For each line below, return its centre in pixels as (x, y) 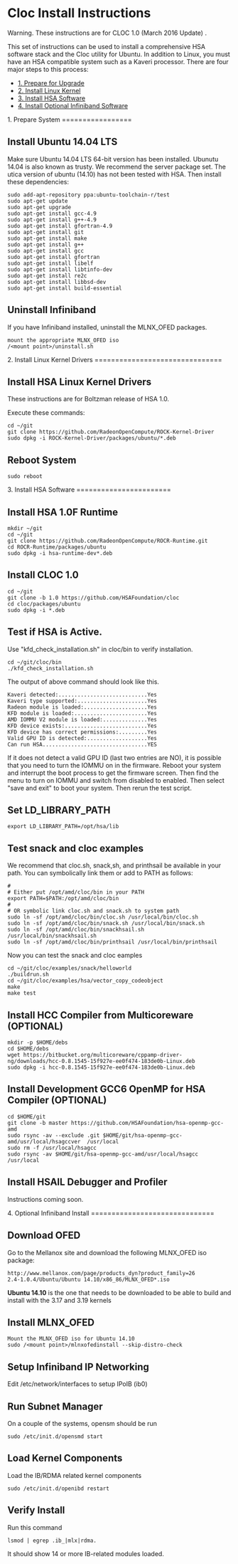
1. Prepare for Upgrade (51, 83)
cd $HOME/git (27, 1116)
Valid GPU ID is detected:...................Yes (82, 738)
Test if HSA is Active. (55, 632)
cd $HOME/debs (28, 1049)
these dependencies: (38, 181)
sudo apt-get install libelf (50, 263)
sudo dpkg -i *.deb (36, 610)
